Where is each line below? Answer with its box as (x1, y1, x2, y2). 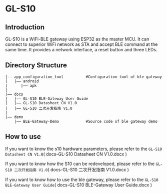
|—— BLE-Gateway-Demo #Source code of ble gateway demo (14, 119, 157, 124)
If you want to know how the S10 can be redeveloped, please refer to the (5, 161, 155, 167)
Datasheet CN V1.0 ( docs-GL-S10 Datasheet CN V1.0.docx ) (5, 151, 127, 157)
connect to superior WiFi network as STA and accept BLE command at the (5, 41, 158, 47)
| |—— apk (5, 83, 37, 88)
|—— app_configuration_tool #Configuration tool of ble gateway (5, 74, 162, 79)
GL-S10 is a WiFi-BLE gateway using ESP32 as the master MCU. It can (5, 36, 149, 42)
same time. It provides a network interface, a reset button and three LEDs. (5, 47, 157, 52)
